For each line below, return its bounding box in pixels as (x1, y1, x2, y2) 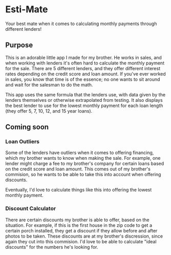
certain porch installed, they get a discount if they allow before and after (5, 227, 158, 233)
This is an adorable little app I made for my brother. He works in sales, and (5, 54, 162, 60)
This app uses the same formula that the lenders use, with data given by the (5, 91, 165, 98)
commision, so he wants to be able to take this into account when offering (5, 172, 161, 178)
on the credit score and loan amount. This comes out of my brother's (5, 166, 151, 172)
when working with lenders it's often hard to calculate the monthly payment (5, 60, 165, 66)
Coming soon (5, 123, 49, 132)
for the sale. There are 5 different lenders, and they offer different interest (5, 65, 160, 71)
